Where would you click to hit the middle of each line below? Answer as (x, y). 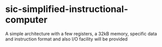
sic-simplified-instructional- (67, 9)
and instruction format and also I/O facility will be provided (67, 39)
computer (26, 20)
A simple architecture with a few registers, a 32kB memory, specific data (81, 33)
